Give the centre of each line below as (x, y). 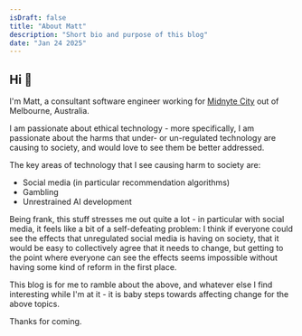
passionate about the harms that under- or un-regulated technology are (143, 138)
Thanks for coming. (46, 322)
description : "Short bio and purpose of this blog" (109, 34)
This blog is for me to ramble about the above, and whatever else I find (141, 285)
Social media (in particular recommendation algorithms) (126, 182)
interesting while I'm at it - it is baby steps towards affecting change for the (149, 294)
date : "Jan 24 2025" (48, 43)
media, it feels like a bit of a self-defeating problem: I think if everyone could (151, 229)
